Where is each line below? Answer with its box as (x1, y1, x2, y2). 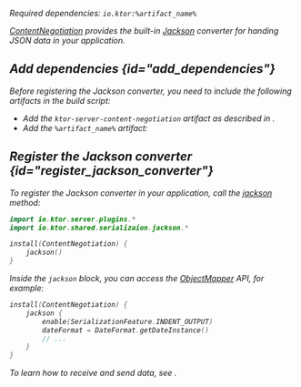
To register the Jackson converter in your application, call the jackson (9, 187, 273, 199)
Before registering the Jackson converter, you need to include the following (9, 86, 293, 97)
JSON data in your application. (9, 36, 125, 46)
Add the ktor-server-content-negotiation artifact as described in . (22, 113, 276, 124)
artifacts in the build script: (9, 95, 111, 106)
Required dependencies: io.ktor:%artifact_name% (9, 8, 197, 18)
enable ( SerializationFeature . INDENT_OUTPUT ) (42, 317, 214, 326)
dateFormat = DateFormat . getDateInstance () (42, 325, 209, 335)
